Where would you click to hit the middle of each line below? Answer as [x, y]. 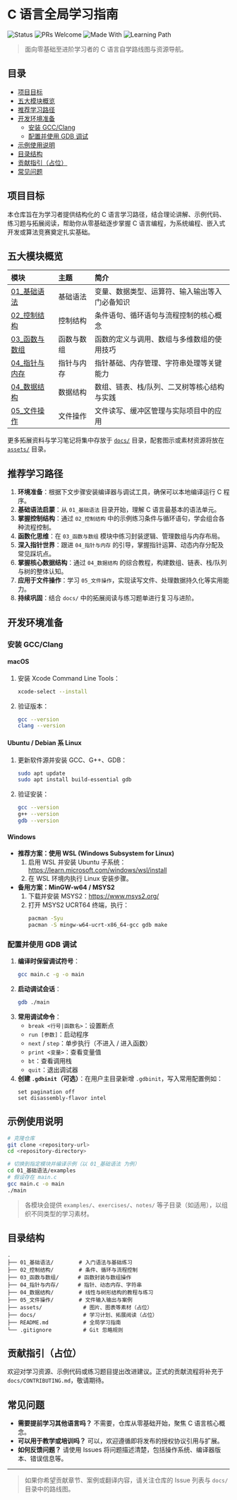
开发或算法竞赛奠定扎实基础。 [50, 232]
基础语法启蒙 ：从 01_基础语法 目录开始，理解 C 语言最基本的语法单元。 [119, 510]
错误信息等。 [49, 1459]
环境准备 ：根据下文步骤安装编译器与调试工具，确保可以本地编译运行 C [120, 492]
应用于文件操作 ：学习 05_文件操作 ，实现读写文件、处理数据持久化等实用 [120, 580]
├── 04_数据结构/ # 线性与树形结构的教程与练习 [80, 1292]
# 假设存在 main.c [32, 1178]
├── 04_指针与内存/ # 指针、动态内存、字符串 [75, 1285]
